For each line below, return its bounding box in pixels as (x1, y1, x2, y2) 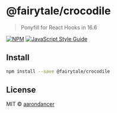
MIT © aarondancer (6, 101, 55, 108)
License (6, 85, 36, 95)
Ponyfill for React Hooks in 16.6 (20, 24, 97, 31)
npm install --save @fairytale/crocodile (6, 68, 110, 74)
